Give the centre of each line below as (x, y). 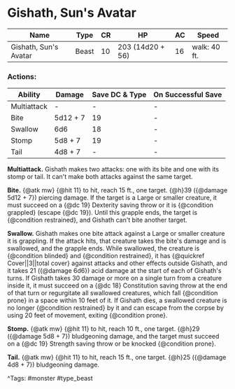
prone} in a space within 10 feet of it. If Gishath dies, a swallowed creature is (117, 300)
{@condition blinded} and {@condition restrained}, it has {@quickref (106, 256)
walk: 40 (206, 47)
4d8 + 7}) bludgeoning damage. (54, 365)
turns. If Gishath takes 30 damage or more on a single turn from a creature (115, 278)
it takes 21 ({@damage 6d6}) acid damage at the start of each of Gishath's (114, 271)
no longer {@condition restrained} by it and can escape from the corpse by (115, 308)
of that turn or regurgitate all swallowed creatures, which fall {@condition (113, 293)
